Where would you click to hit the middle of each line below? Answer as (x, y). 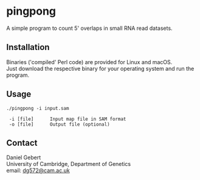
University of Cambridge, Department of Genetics (69, 164)
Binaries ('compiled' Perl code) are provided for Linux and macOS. (89, 62)
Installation (28, 47)
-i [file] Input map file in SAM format (67, 119)
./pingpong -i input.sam (38, 108)
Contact (22, 142)
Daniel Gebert (24, 157)
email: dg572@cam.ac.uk (38, 171)
